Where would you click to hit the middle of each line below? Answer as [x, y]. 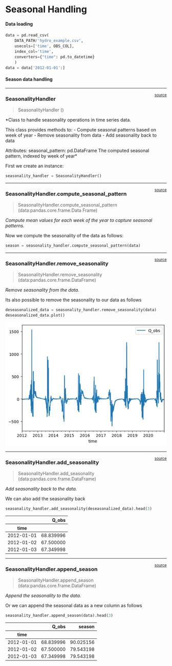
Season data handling [29, 79]
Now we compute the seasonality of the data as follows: [64, 236]
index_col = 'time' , [34, 52]
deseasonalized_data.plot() [35, 316]
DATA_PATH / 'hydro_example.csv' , [49, 41]
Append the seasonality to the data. [43, 596]
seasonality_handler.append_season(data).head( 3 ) [59, 616]
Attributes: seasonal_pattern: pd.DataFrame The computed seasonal [77, 151]
